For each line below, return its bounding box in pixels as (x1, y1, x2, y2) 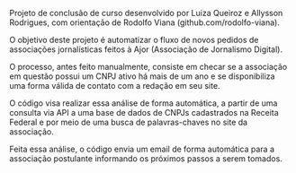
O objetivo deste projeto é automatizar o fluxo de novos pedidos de (9, 35, 259, 45)
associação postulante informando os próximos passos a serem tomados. (9, 153, 283, 164)
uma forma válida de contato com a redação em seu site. (9, 81, 220, 91)
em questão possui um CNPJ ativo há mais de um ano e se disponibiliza (9, 71, 275, 82)
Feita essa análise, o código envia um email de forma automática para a (9, 143, 275, 154)
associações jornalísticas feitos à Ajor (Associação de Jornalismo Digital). (9, 44, 283, 55)
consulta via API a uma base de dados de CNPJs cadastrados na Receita (9, 108, 279, 117)
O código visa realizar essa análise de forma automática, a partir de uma (9, 98, 278, 108)
